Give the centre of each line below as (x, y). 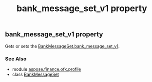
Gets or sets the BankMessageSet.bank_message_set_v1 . (62, 46)
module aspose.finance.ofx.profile (47, 69)
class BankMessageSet (36, 74)
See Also (16, 59)
